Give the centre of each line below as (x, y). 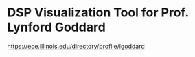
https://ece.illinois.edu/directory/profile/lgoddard (76, 46)
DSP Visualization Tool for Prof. (98, 13)
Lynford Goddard (57, 27)
